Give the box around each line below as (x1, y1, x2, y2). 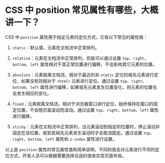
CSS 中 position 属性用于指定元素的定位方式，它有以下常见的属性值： (5, 34, 148, 40)
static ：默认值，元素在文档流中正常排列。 (12, 44, 100, 50)
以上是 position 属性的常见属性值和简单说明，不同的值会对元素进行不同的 (5, 146, 156, 152)
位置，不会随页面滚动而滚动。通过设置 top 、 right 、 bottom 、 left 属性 (16, 107, 159, 113)
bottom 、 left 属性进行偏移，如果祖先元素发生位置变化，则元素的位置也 (12, 84, 157, 90)
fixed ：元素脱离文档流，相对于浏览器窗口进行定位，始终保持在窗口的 (12, 101, 154, 107)
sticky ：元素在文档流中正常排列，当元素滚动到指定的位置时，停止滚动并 (12, 123, 160, 129)
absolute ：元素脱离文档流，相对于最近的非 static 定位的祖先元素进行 (12, 72, 154, 78)
